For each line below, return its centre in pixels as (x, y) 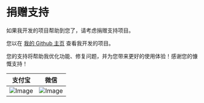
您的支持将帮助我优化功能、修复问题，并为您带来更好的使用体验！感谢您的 (99, 56)
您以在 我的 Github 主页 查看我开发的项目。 (60, 43)
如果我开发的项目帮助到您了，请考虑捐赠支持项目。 (70, 30)
